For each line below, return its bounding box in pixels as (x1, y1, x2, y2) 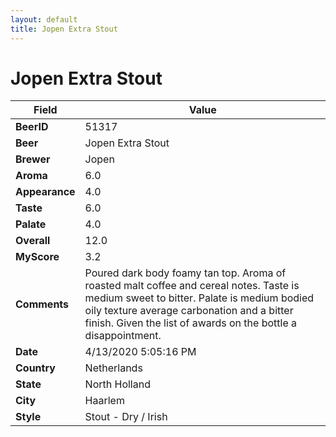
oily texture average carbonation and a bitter (84, 304, 294, 318)
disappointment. (84, 329, 162, 343)
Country (15, 361, 56, 375)
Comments (15, 297, 70, 311)
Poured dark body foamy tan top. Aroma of (84, 266, 287, 280)
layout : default (10, 14, 78, 25)
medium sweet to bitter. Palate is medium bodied (84, 291, 315, 305)
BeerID (15, 120, 49, 134)
